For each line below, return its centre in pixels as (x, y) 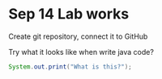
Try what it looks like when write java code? (81, 52)
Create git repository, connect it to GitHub (78, 36)
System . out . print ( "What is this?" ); (70, 67)
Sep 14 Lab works (69, 14)
